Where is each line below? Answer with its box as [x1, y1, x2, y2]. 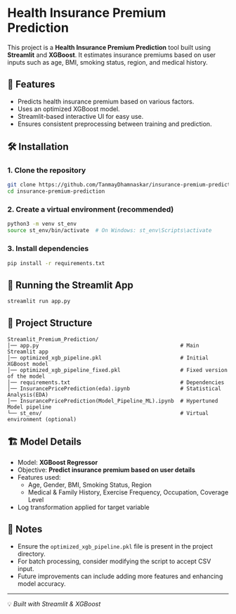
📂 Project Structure [7, 317, 93, 329]
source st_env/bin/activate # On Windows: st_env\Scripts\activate [7, 227, 212, 234]
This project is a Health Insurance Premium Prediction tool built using [7, 43, 211, 51]
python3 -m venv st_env [7, 220, 77, 228]
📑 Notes [7, 523, 43, 535]
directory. [17, 549, 46, 558]
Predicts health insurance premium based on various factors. [17, 97, 195, 105]
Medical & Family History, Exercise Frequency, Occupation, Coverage [27, 487, 229, 497]
